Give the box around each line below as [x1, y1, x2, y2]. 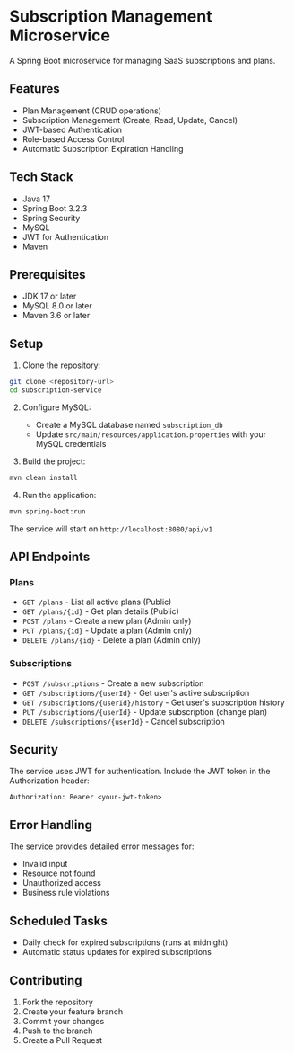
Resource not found [22, 868, 96, 879]
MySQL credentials [35, 438, 107, 449]
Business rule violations [22, 888, 110, 898]
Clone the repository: [22, 360, 101, 370]
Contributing [9, 973, 82, 988]
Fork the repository [22, 996, 94, 1007]
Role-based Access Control [22, 133, 125, 145]
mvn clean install [9, 473, 78, 482]
